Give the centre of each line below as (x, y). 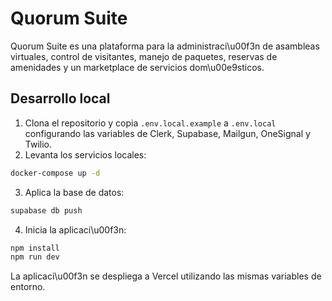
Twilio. (38, 144)
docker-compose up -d (55, 173)
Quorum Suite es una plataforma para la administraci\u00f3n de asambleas (165, 46)
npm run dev (35, 257)
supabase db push (46, 210)
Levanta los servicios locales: (85, 154)
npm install (35, 248)
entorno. (28, 287)
